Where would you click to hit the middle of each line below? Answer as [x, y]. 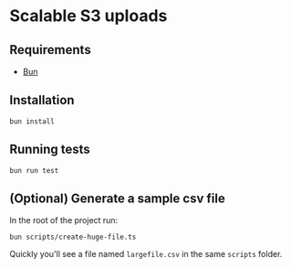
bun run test [34, 170]
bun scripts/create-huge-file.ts [73, 237]
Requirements [50, 50]
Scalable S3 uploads [88, 16]
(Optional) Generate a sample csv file [117, 199]
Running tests [50, 150]
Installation [42, 100]
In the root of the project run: [64, 220]
